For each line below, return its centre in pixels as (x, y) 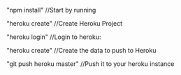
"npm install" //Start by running (51, 10)
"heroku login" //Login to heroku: (54, 37)
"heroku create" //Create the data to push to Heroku (81, 50)
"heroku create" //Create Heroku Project (65, 23)
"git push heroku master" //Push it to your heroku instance (90, 64)
